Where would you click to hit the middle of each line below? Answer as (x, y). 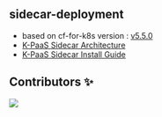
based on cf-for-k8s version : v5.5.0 (87, 35)
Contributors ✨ (52, 82)
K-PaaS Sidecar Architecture (74, 45)
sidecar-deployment (66, 15)
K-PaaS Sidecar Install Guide (74, 54)
